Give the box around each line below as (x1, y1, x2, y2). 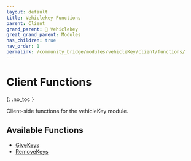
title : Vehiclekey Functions (6, 15, 81, 21)
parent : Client (6, 20, 45, 26)
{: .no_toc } (6, 95, 34, 103)
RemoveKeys (15, 148, 49, 155)
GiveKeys (15, 141, 40, 149)
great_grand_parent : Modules (6, 32, 81, 38)
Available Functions (6, 125, 84, 135)
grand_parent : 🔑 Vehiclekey (6, 26, 79, 32)
